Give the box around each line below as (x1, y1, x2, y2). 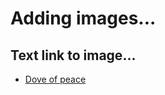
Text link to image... (10, 47, 137, 64)
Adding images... (10, 7, 157, 30)
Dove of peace (24, 73, 87, 85)
